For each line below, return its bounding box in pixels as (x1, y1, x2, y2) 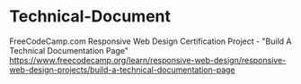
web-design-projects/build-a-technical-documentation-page (9, 64, 235, 75)
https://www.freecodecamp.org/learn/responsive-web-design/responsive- (9, 55, 287, 65)
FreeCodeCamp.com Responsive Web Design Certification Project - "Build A (9, 36, 292, 46)
